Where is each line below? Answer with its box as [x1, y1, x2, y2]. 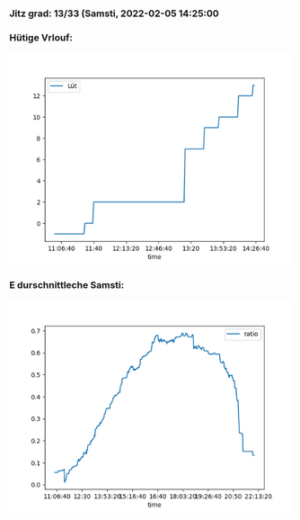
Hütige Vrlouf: [9, 31, 74, 43]
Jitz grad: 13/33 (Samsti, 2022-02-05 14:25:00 [9, 7, 220, 20]
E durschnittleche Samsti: [9, 279, 125, 291]
